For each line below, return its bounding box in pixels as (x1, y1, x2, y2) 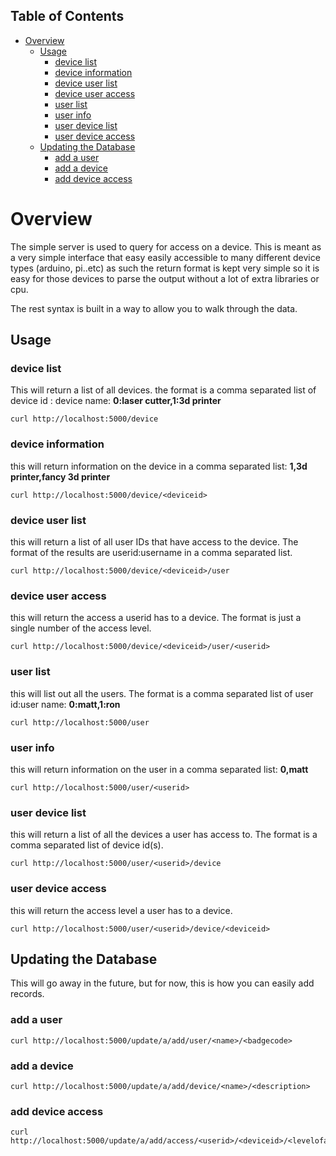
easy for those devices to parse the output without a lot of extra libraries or (10, 272, 320, 284)
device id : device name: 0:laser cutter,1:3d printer (10, 395, 222, 407)
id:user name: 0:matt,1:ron (10, 698, 121, 710)
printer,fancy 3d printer (10, 470, 111, 483)
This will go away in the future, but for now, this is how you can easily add (10, 977, 315, 989)
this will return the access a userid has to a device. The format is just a (10, 612, 302, 624)
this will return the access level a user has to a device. (10, 904, 233, 916)
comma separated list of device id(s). (10, 839, 164, 851)
